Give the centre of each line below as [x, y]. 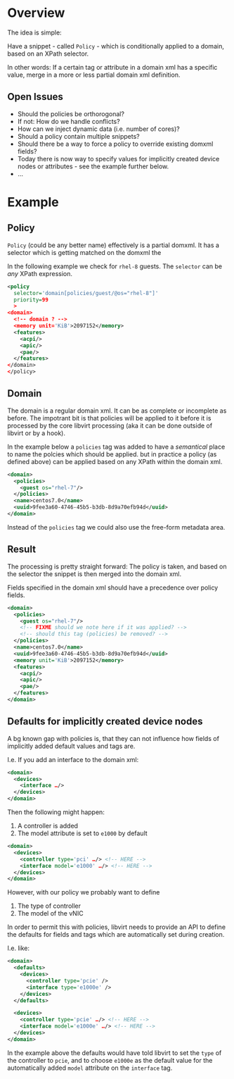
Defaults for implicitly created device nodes [105, 722]
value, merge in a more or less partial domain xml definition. [94, 75]
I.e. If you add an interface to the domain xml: [73, 759]
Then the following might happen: [56, 812]
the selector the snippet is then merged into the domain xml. [95, 574]
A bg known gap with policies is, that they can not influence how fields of [113, 738]
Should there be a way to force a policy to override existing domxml [115, 144]
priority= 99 [31, 300]
